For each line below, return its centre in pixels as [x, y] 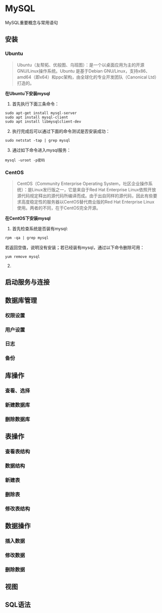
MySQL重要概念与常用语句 [32, 22]
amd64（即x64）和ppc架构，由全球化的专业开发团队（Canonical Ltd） [87, 77]
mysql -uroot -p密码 [25, 160]
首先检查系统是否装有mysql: [40, 228]
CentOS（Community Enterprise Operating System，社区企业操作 [83, 184]
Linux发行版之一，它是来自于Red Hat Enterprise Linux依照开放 [94, 189]
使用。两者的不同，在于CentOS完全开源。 [59, 208]
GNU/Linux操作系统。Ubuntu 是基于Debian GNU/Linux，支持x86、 [83, 71]
